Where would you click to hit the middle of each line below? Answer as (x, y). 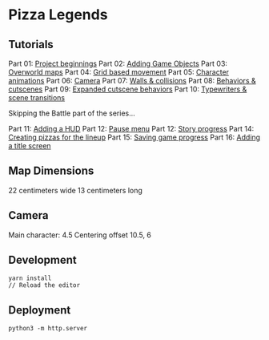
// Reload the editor (44, 285)
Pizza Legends (58, 15)
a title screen (30, 146)
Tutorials (31, 45)
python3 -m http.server (48, 329)
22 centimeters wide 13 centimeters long (75, 190)
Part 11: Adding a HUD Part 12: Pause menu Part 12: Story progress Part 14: (131, 129)
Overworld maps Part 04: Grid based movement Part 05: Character (119, 72)
